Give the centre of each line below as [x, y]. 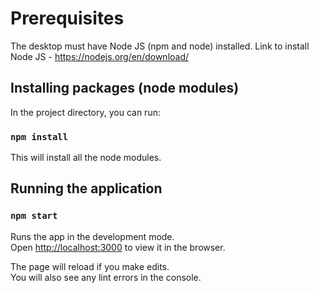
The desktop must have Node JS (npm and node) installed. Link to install [160, 46]
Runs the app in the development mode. [92, 236]
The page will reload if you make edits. [90, 266]
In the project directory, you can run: [85, 112]
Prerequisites [67, 18]
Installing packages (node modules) [125, 88]
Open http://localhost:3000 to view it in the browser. [118, 247]
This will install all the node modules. [86, 158]
